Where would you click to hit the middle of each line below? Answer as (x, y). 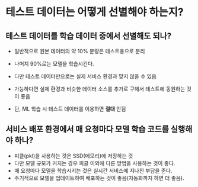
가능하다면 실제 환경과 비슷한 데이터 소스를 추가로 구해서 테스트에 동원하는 (100, 89)
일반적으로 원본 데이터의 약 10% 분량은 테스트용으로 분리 (79, 51)
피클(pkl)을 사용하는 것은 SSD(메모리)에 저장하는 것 (74, 156)
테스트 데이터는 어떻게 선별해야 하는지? (95, 12)
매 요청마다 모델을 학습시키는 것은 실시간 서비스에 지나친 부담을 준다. (93, 170)
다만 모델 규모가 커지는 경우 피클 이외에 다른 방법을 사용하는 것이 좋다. (95, 163)
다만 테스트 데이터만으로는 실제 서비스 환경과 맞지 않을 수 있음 (85, 76)
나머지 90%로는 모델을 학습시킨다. (54, 64)
